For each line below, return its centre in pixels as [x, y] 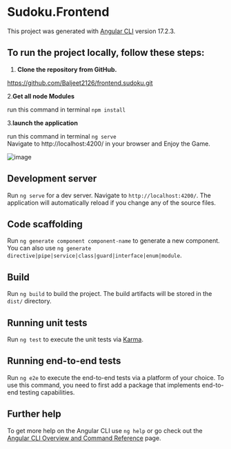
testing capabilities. [47, 392]
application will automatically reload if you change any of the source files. [111, 202]
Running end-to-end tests [64, 361]
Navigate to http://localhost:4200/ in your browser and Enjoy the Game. [109, 143]
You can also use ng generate [49, 248]
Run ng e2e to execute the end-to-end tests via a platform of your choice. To [116, 377]
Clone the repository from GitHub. [67, 69]
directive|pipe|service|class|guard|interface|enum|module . [94, 255]
